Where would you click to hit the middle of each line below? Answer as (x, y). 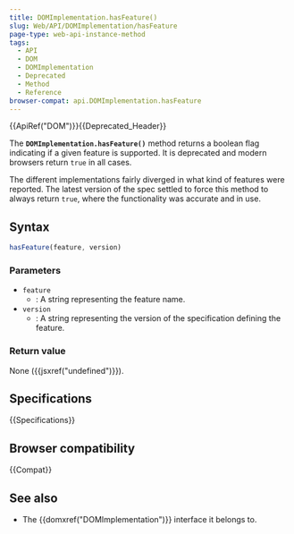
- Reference (40, 92)
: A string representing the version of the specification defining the (158, 318)
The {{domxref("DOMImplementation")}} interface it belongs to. (139, 520)
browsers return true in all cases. (71, 163)
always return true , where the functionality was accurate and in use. (135, 199)
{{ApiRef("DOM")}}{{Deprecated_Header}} (88, 126)
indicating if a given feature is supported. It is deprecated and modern (138, 153)
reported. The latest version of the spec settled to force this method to (139, 190)
